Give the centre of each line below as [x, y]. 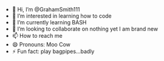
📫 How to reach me [37, 36]
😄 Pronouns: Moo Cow [41, 45]
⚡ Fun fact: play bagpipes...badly [53, 51]
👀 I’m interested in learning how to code [62, 16]
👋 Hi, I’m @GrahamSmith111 [46, 9]
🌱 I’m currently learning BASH [49, 22]
